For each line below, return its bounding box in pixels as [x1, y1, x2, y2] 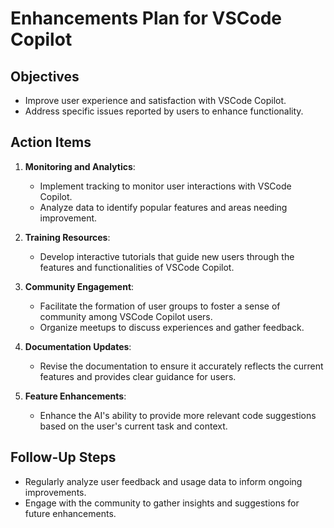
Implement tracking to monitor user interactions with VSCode [39, 180, 292, 192]
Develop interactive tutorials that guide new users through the [39, 250, 295, 262]
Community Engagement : [24, 280, 135, 292]
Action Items [10, 134, 92, 151]
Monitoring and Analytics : [24, 160, 136, 172]
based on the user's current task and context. [39, 420, 228, 432]
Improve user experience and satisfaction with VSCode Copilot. [24, 95, 287, 106]
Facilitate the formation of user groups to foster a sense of [39, 300, 281, 312]
